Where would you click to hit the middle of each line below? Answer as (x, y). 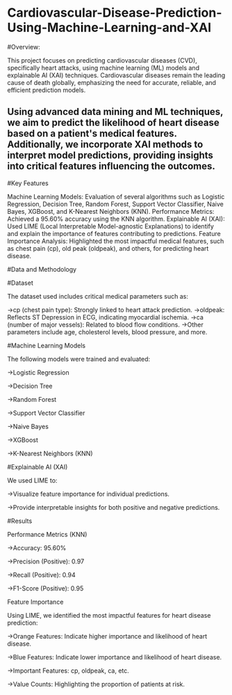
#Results (20, 521)
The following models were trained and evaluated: (79, 359)
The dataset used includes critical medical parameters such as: (98, 296)
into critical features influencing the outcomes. (111, 166)
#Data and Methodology (42, 269)
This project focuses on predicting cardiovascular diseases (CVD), (102, 60)
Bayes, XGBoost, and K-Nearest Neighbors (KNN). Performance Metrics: (111, 211)
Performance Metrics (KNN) (47, 534)
